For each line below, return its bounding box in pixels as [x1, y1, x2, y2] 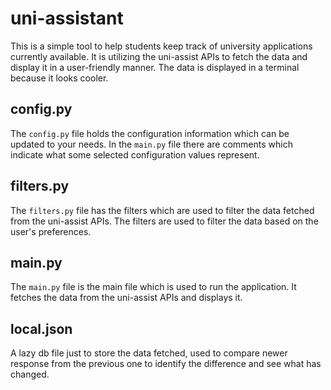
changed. [10, 368, 50, 381]
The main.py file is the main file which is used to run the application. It [10, 281, 297, 293]
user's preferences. [10, 225, 92, 237]
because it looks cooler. [10, 72, 109, 84]
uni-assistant [10, 7, 124, 30]
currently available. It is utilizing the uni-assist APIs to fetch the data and [10, 50, 308, 62]
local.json [10, 320, 73, 337]
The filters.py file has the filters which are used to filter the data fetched [10, 204, 315, 216]
